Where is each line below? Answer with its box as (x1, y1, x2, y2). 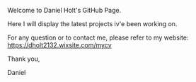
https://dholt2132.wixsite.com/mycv (7, 41, 112, 49)
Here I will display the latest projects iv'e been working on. (7, 20, 178, 28)
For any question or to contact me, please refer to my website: (7, 33, 189, 42)
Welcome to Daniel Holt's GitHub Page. (7, 6, 122, 14)
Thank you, (7, 54, 40, 63)
